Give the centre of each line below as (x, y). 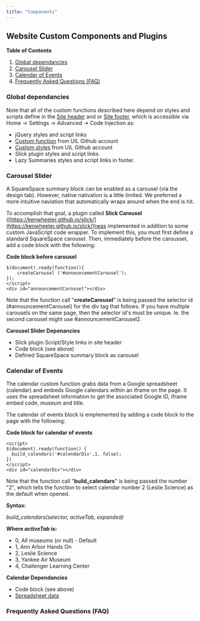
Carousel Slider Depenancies (43, 331)
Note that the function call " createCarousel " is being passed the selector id (100, 300)
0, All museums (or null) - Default (56, 540)
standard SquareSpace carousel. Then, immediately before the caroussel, (97, 239)
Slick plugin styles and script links (57, 153)
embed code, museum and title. (46, 403)
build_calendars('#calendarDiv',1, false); (66, 454)
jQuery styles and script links (51, 134)
